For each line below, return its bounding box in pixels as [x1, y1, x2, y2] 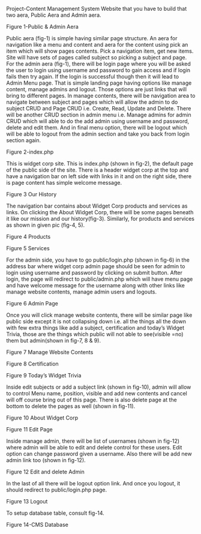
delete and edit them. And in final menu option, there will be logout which [6, 124, 187, 131]
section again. [6, 137, 41, 143]
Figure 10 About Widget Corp [6, 414, 79, 421]
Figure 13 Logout [6, 498, 48, 505]
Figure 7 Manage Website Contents [6, 349, 94, 356]
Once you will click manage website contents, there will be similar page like [6, 311, 193, 319]
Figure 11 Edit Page [6, 426, 53, 433]
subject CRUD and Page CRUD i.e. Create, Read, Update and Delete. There [6, 105, 191, 112]
